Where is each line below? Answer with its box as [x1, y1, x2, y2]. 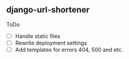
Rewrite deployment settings [15, 39, 87, 46]
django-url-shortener [6, 5, 90, 15]
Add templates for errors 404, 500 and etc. [15, 46, 124, 53]
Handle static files [15, 33, 61, 40]
